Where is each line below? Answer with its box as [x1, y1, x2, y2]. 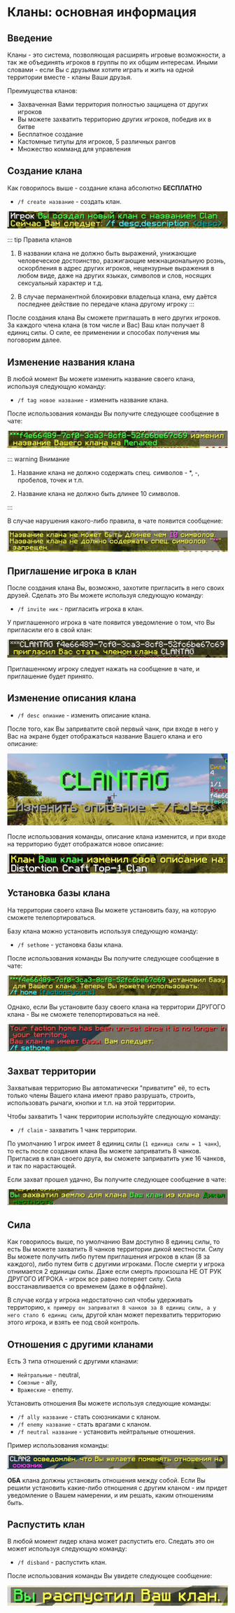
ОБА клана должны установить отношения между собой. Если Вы [7, 1476, 206, 1484]
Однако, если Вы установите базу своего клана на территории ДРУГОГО [7, 1003, 226, 1011]
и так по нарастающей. [7, 1162, 77, 1170]
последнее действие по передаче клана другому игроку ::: [17, 300, 194, 308]
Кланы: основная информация [7, 4, 197, 20]
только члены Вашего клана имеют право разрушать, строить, [7, 1091, 196, 1099]
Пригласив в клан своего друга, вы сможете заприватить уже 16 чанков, [7, 1154, 226, 1162]
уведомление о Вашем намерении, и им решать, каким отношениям [7, 1490, 213, 1499]
